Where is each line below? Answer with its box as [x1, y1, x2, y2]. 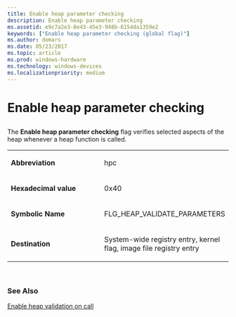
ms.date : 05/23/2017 [7, 43, 68, 50]
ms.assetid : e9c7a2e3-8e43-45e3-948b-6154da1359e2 [7, 23, 159, 30]
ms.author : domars [7, 37, 61, 44]
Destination [11, 239, 51, 249]
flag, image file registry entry [104, 244, 199, 254]
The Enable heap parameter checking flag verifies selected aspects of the [7, 128, 225, 136]
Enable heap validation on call [7, 302, 94, 311]
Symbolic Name [11, 209, 65, 219]
